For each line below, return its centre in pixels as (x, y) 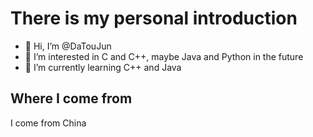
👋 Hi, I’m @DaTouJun (68, 46)
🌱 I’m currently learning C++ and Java (103, 67)
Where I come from (71, 98)
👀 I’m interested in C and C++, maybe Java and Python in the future (164, 56)
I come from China (48, 123)
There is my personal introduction (154, 18)
